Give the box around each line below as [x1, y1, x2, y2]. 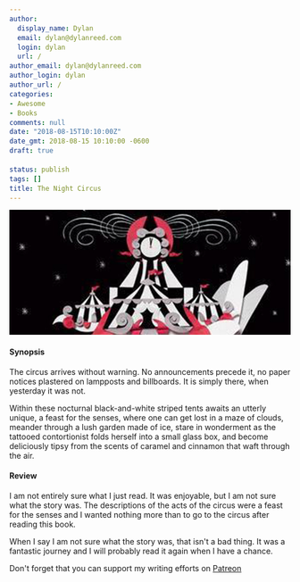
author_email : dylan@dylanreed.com [9, 62, 142, 71]
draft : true [9, 146, 54, 155]
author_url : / [9, 80, 62, 89]
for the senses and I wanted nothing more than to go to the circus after [9, 509, 270, 520]
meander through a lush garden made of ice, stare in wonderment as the [9, 421, 277, 432]
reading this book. [9, 519, 76, 529]
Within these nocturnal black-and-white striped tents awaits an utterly [9, 403, 267, 413]
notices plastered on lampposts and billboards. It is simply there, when [9, 376, 270, 387]
